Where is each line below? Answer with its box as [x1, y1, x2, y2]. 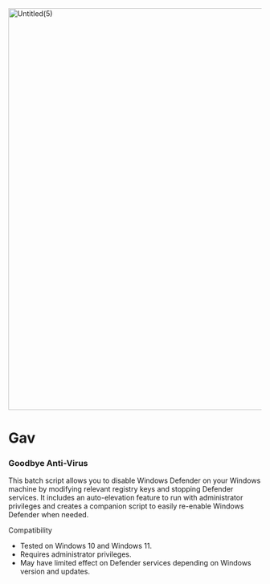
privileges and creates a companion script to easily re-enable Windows [8, 501, 244, 511]
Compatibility [8, 525, 52, 535]
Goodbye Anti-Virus [8, 458, 88, 469]
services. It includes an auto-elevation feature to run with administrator [8, 493, 243, 503]
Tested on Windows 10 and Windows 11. [19, 541, 153, 551]
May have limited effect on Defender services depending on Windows [19, 558, 252, 568]
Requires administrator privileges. [19, 549, 132, 559]
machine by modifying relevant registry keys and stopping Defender [8, 484, 234, 494]
